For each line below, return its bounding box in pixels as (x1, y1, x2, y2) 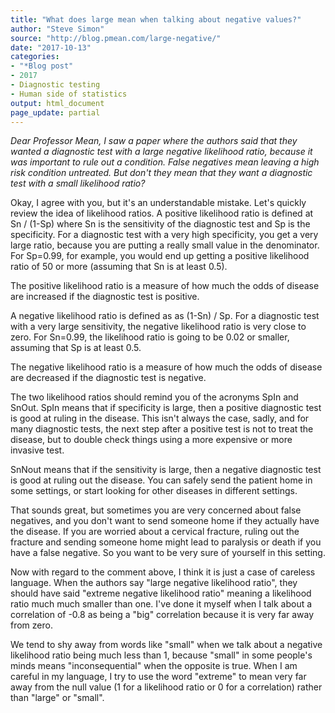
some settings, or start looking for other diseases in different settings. (10, 485, 298, 497)
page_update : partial (10, 107, 101, 118)
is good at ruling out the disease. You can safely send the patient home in (10, 474, 313, 486)
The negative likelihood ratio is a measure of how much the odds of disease (10, 361, 323, 373)
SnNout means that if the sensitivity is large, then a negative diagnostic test (10, 464, 322, 476)
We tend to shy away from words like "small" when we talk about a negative (10, 639, 323, 651)
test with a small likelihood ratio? (10, 177, 146, 190)
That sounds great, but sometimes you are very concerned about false (10, 504, 302, 516)
